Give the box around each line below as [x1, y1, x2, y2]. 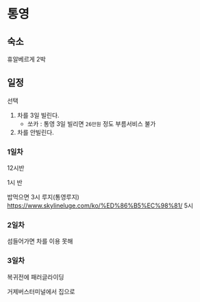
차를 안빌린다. [16, 128, 55, 136]
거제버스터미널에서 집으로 [7, 287, 75, 295]
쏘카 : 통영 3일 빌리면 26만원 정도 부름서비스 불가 [27, 119, 156, 127]
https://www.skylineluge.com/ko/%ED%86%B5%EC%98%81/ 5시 [7, 201, 194, 210]
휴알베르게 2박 [7, 55, 46, 63]
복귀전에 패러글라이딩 [7, 273, 64, 281]
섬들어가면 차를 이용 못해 [7, 237, 73, 245]
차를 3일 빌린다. [16, 111, 60, 119]
